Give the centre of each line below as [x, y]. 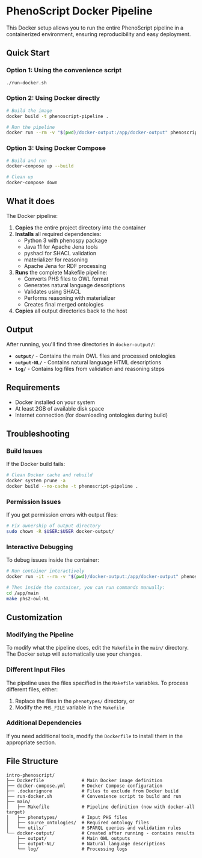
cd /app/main [23, 593]
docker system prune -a [36, 481]
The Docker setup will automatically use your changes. [74, 654]
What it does [31, 201]
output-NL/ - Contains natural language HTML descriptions [88, 362]
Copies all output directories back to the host [71, 311]
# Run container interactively [45, 571]
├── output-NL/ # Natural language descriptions [91, 844]
